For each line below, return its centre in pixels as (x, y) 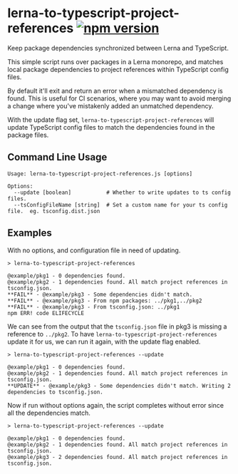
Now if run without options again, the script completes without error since (116, 405)
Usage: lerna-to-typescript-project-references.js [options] (100, 174)
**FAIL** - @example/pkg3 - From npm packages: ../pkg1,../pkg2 (105, 301)
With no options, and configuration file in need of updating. (94, 250)
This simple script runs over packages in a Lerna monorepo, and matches (115, 61)
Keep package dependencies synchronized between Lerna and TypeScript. (118, 48)
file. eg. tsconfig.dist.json (54, 211)
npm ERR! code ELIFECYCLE (46, 313)
